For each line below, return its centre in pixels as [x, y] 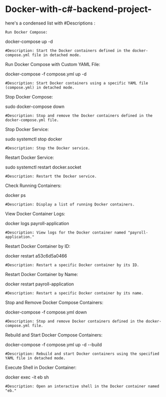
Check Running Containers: [33, 185]
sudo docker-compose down [35, 106]
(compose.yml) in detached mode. [40, 87]
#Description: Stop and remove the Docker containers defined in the [79, 115]
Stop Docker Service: [27, 129]
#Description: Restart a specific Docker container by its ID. [72, 265]
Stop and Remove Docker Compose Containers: [54, 302]
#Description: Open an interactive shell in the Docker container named [82, 386]
